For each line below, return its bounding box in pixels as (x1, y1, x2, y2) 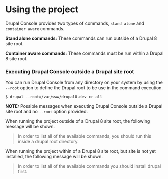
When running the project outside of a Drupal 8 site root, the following (5, 118, 150, 124)
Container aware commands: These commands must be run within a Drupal (5, 50, 164, 56)
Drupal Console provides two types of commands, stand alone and (5, 20, 144, 26)
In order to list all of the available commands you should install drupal (17, 163, 161, 169)
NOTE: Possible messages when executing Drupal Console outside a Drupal (5, 103, 163, 109)
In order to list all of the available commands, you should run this (17, 133, 152, 139)
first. (17, 169, 28, 175)
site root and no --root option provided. (5, 109, 88, 115)
